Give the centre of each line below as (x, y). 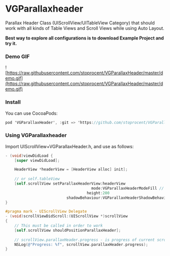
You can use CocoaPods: (32, 113)
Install (13, 102)
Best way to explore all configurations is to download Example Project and (85, 38)
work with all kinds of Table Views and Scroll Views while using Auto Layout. (85, 28)
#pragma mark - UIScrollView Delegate (46, 211)
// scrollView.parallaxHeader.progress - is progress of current (85, 240)
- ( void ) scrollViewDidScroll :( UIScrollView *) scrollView (67, 216)
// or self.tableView (37, 179)
